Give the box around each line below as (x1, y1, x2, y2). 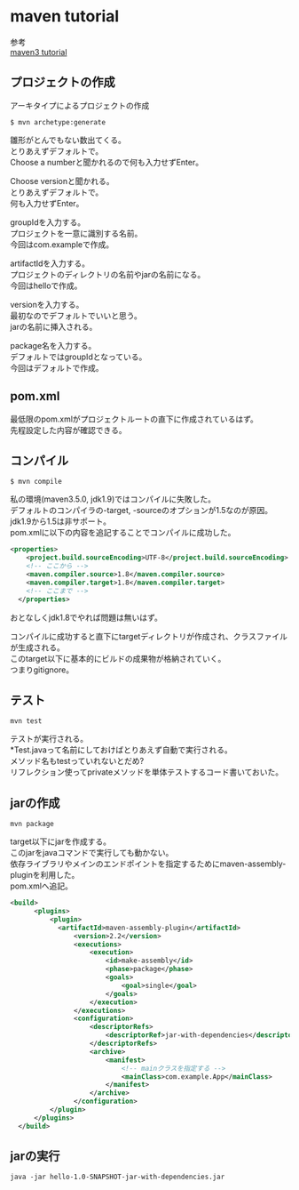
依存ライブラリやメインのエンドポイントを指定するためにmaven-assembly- (10, 858, 287, 869)
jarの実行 (10, 1149, 60, 1164)
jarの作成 (10, 795, 60, 810)
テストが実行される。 (10, 734, 88, 744)
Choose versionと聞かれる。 (10, 175, 114, 186)
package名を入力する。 (10, 340, 97, 350)
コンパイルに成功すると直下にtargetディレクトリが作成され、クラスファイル (10, 631, 287, 641)
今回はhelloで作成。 (10, 280, 83, 291)
